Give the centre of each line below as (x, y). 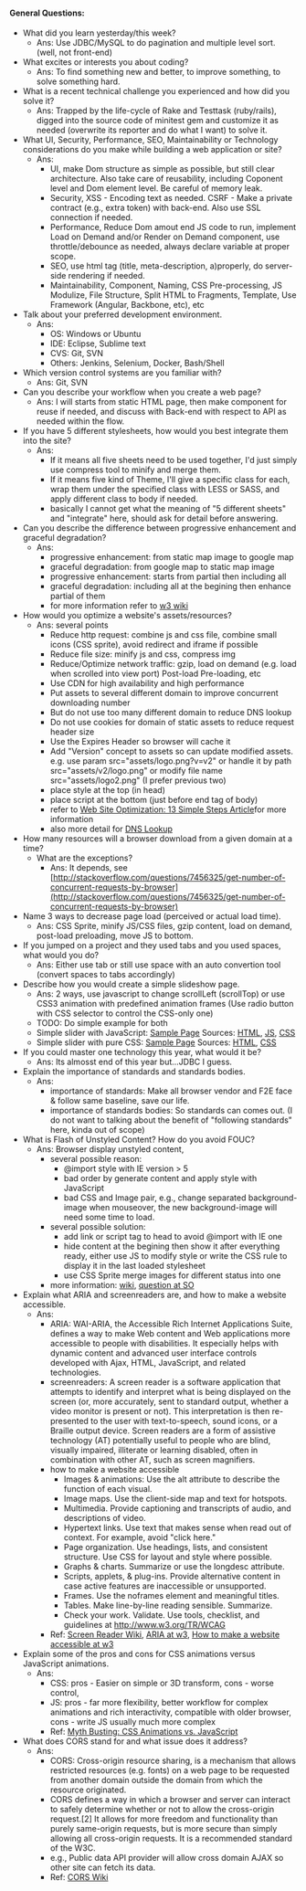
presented (69, 1421)
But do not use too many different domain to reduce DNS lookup (171, 713)
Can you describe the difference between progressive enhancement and (159, 528)
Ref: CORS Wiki (79, 1877)
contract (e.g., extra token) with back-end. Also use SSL (156, 208)
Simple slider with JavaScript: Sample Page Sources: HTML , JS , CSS (166, 1033)
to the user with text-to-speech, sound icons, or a (185, 1421)
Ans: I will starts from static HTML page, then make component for (162, 402)
